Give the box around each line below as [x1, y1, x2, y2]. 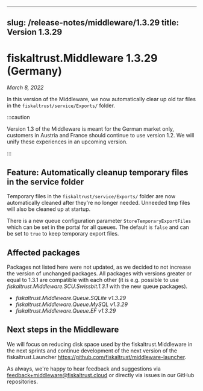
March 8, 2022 [7, 84, 44, 91]
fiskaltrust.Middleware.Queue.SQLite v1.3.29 [15, 294, 126, 301]
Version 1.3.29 [7, 27, 63, 37]
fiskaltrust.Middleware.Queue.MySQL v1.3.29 [15, 301, 128, 308]
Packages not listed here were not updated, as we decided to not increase [7, 263, 192, 271]
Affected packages [7, 248, 80, 258]
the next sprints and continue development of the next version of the [7, 347, 177, 354]
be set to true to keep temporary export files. [7, 230, 119, 237]
